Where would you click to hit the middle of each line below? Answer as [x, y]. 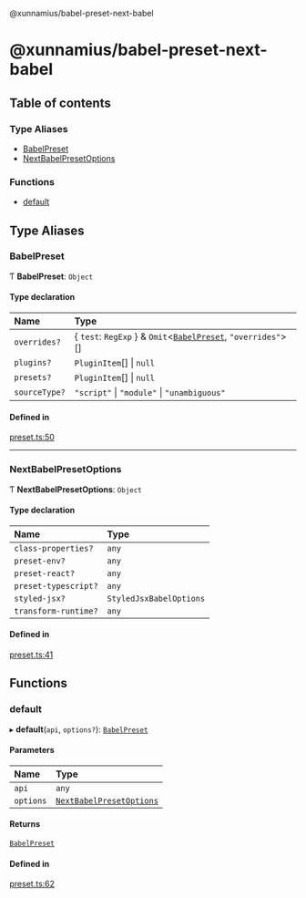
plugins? [33, 363]
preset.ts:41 [31, 655]
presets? [33, 378]
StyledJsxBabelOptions [156, 598]
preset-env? [40, 561]
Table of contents [60, 103]
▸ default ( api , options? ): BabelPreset [79, 729]
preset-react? [45, 573]
